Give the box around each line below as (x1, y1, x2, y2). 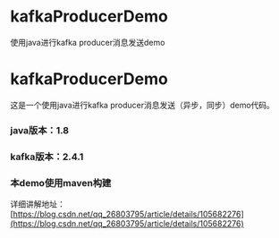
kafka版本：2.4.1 (10, 150, 84, 163)
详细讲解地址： (10, 199, 65, 209)
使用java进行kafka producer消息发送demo (10, 37, 165, 47)
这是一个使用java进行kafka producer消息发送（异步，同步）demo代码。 (10, 99, 275, 110)
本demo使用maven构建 (10, 176, 112, 189)
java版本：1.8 (10, 123, 70, 136)
